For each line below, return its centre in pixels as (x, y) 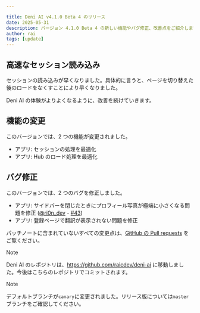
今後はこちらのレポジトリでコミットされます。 (74, 272)
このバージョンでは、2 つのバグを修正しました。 (66, 193)
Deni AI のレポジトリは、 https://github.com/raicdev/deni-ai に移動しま (93, 264)
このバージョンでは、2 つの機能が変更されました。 (68, 136)
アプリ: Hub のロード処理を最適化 (56, 156)
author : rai (21, 33)
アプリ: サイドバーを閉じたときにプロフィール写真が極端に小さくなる (100, 205)
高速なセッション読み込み (53, 65)
